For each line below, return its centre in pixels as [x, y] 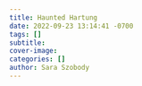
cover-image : [33, 51]
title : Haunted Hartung [54, 17]
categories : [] [38, 59]
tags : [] [25, 34]
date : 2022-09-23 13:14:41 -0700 [71, 26]
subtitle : [28, 43]
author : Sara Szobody [50, 68]
